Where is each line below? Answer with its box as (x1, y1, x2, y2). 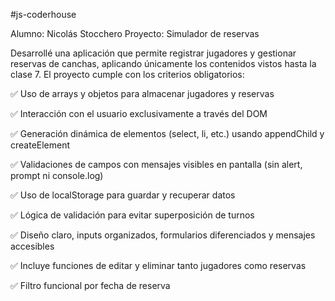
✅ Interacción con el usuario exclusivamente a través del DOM (10, 108, 268, 119)
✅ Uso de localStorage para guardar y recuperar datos (10, 189, 236, 201)
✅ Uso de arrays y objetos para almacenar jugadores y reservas (10, 88, 275, 99)
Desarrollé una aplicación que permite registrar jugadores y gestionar (10, 47, 297, 59)
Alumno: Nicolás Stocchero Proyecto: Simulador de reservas (10, 28, 260, 39)
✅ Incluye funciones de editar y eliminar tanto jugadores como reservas (10, 260, 307, 271)
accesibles (10, 240, 55, 252)
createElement (10, 139, 71, 151)
